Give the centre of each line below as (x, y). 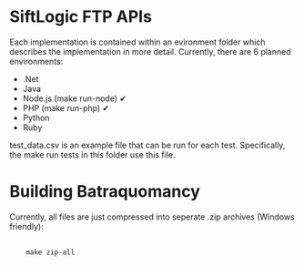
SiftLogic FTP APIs (81, 17)
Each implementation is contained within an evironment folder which (137, 42)
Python (36, 118)
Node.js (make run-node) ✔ (75, 98)
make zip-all (51, 252)
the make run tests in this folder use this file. (92, 154)
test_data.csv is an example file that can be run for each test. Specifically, (147, 145)
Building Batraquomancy (105, 192)
